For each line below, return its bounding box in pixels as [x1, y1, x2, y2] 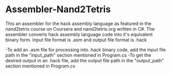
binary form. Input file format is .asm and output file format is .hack [5, 37, 147, 43]
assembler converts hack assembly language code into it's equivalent [5, 31, 153, 37]
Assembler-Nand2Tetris [5, 4, 111, 15]
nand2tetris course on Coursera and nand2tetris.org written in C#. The [5, 26, 155, 32]
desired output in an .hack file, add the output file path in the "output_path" [5, 57, 164, 63]
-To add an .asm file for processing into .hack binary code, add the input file [5, 46, 166, 53]
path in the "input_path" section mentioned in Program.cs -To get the [5, 52, 151, 58]
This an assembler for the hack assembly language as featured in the [5, 20, 151, 27]
